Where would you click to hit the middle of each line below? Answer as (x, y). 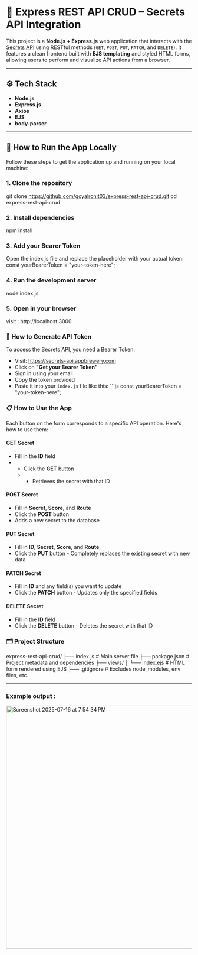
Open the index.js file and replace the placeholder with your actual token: (95, 259)
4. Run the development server (51, 280)
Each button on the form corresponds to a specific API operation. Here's (94, 423)
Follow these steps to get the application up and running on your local (91, 161)
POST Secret (22, 495)
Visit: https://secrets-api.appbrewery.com (65, 361)
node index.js (22, 293)
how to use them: (27, 429)
